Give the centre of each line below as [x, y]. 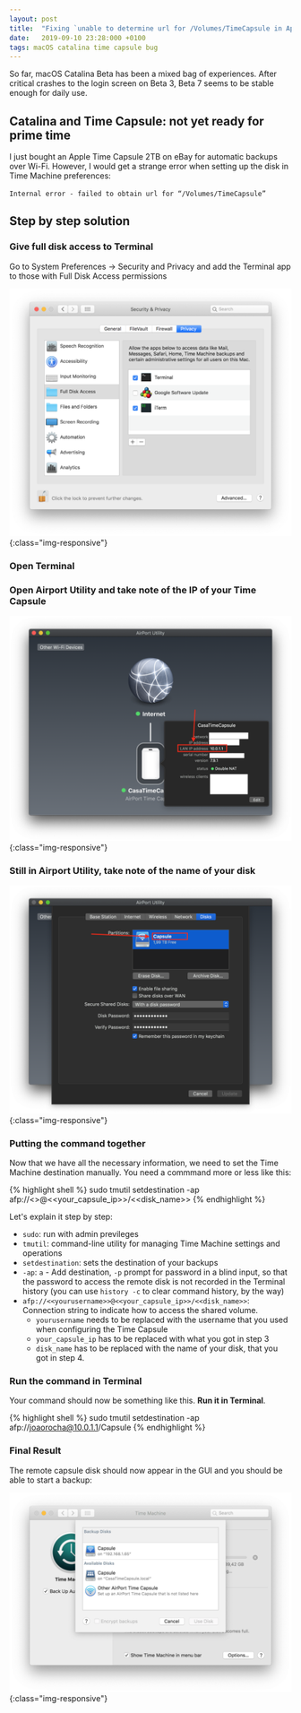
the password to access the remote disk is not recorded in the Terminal [154, 1282]
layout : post [34, 19]
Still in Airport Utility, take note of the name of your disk [133, 870]
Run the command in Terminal [76, 1381]
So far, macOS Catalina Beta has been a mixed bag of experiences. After [143, 74]
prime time [40, 135]
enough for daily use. [48, 93]
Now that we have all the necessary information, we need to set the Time [144, 1163]
